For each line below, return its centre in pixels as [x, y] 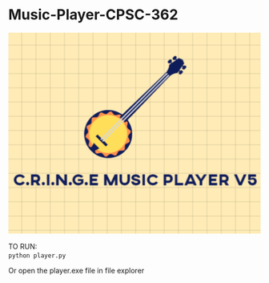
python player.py [37, 256]
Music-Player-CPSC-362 [93, 15]
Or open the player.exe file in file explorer [76, 271]
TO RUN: [23, 247]
